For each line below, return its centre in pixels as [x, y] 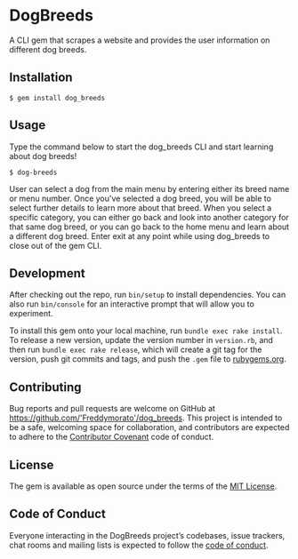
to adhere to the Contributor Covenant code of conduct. [112, 437]
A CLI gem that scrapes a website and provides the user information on [140, 40]
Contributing [45, 387]
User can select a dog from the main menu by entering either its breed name [149, 188]
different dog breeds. [48, 49]
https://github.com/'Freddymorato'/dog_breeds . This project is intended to [146, 418]
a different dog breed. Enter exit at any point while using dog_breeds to [139, 236]
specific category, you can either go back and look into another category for [149, 217]
